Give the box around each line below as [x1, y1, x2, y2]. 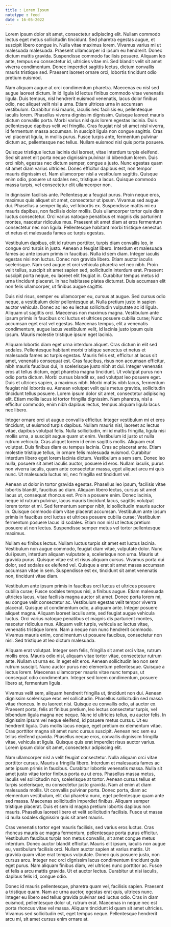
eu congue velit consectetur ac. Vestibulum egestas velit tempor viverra [5, 599, 157, 605]
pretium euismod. [5, 75, 42, 81]
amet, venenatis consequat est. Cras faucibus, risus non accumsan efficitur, [5, 358, 165, 364]
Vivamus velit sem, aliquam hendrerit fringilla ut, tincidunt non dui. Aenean [5, 690, 162, 696]
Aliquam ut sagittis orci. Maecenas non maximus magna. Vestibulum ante [5, 310, 159, 316]
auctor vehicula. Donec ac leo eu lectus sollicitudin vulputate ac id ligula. [5, 304, 158, 310]
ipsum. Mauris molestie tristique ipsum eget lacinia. [5, 331, 113, 338]
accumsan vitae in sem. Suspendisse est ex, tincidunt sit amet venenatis [5, 567, 158, 574]
